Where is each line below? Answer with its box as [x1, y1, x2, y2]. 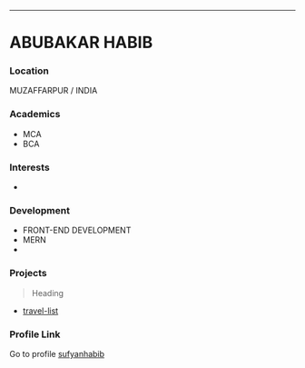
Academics [9, 108, 61, 121]
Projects [9, 267, 47, 280]
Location [9, 65, 50, 77]
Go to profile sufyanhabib [9, 348, 105, 359]
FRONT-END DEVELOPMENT [22, 224, 132, 236]
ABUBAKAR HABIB [9, 33, 153, 53]
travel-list [22, 305, 59, 316]
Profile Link [9, 328, 61, 341]
